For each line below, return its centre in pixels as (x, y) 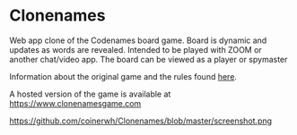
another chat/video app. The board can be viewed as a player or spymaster (148, 59)
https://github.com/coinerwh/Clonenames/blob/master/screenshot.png (140, 121)
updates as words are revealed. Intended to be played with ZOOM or (135, 49)
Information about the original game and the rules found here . (123, 76)
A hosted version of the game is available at (90, 94)
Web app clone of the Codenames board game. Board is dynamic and (138, 40)
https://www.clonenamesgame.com (75, 103)
